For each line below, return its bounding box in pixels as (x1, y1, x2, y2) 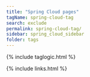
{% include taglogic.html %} (6, 54, 76, 60)
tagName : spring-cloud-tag (6, 14, 74, 20)
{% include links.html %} (6, 65, 67, 72)
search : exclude (6, 20, 47, 26)
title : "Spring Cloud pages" (6, 8, 79, 15)
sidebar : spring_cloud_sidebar (6, 31, 85, 37)
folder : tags (6, 37, 39, 43)
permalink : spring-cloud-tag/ (6, 25, 82, 32)
